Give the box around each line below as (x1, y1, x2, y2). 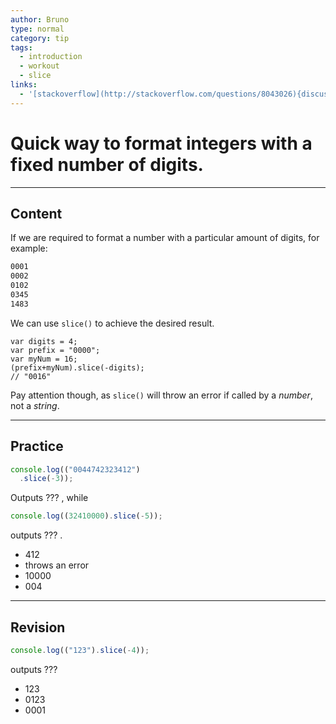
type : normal (10, 24, 65, 34)
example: (10, 242, 48, 255)
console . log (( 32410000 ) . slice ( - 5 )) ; (10, 511, 163, 521)
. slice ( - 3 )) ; (19, 474, 74, 484)
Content (10, 205, 63, 222)
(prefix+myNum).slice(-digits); (10, 362, 145, 373)
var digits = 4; (10, 336, 78, 346)
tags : (10, 42, 33, 53)
